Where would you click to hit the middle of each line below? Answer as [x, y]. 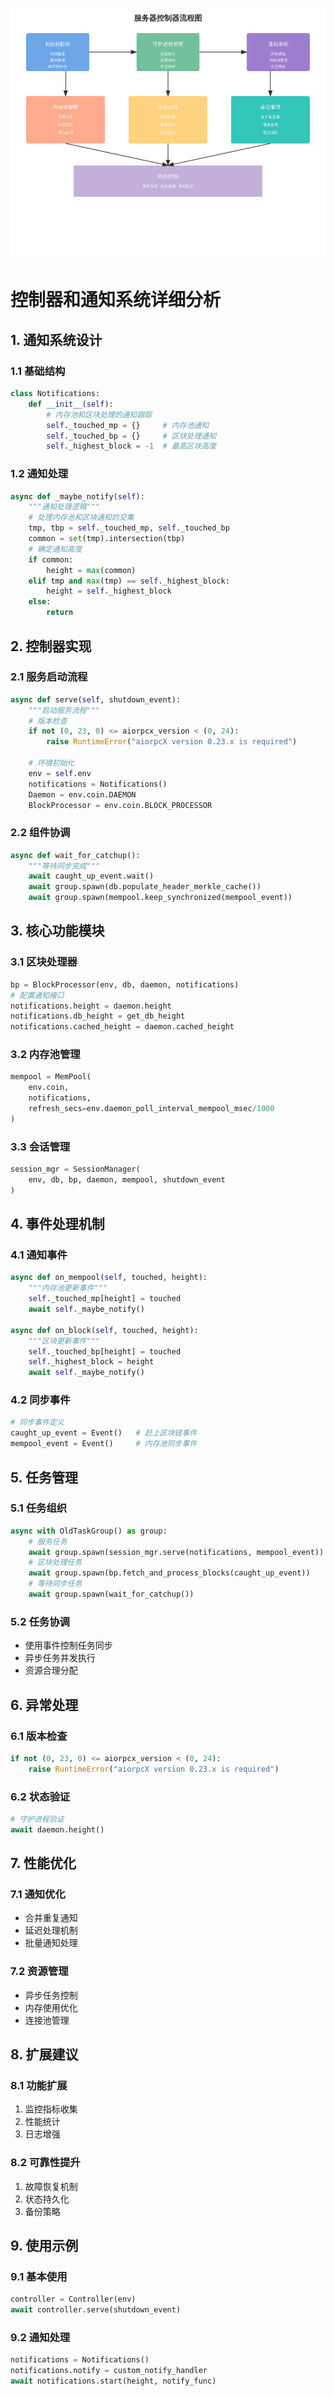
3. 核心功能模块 [57, 931]
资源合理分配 [51, 1670]
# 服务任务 [48, 1541]
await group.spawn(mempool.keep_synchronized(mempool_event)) [160, 898]
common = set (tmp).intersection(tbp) [107, 539]
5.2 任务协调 [40, 1621]
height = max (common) [91, 570]
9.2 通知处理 [40, 2338]
